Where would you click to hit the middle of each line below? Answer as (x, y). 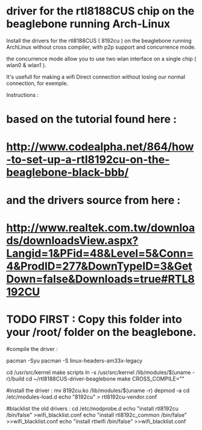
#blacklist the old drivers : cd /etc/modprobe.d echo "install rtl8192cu (93, 408)
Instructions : (23, 95)
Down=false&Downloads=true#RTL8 (100, 279)
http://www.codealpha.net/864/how (100, 147)
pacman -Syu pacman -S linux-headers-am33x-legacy (74, 361)
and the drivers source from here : (93, 200)
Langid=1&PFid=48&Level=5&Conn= (100, 253)
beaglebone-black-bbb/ (68, 172)
